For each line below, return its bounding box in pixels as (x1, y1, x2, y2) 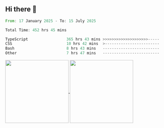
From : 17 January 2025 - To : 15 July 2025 (5, 18, 96, 23)
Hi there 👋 (5, 5, 37, 14)
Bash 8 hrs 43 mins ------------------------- (5, 46, 159, 51)
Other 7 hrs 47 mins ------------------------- (5, 51, 159, 56)
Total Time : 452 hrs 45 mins (5, 27, 67, 33)
